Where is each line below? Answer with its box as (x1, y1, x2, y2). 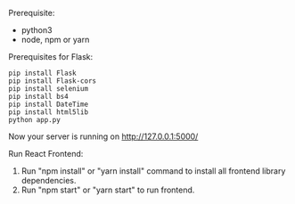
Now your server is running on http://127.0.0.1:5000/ (8, 131, 199, 142)
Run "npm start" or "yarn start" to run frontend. (20, 184, 195, 195)
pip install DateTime (8, 100, 89, 109)
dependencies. (20, 175, 77, 185)
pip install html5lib (8, 108, 89, 117)
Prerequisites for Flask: (8, 52, 94, 61)
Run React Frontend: (8, 149, 84, 159)
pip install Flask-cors (8, 77, 97, 86)
